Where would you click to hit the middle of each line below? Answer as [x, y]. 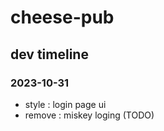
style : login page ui [65, 104]
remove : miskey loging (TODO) [89, 115]
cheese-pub [62, 17]
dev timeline [49, 54]
